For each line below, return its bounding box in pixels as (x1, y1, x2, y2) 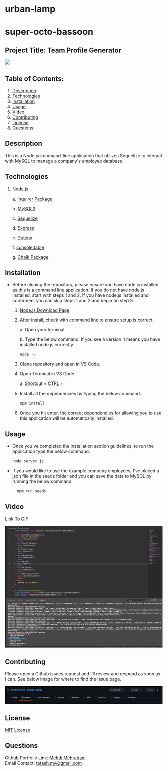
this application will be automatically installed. (19, 415, 114, 421)
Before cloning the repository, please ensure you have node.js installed (12, 282, 159, 288)
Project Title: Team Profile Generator (5, 46, 121, 54)
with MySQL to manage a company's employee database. (5, 158, 124, 164)
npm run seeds (17, 488, 46, 494)
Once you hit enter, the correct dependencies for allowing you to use (19, 410, 162, 416)
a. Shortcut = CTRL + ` (19, 380, 66, 387)
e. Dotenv (12, 234, 32, 241)
